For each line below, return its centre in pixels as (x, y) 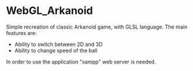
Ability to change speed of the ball (56, 50)
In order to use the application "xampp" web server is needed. (81, 62)
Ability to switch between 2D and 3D (58, 44)
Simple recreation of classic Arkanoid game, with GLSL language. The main (97, 27)
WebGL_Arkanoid (50, 11)
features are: (21, 33)
